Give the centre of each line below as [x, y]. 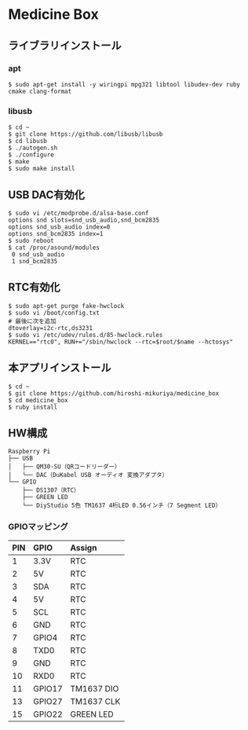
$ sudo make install [42, 169]
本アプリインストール [60, 368]
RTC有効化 [34, 287]
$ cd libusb [27, 141]
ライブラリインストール [65, 45]
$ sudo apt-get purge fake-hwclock [66, 306]
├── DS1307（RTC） [51, 490]
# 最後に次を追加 [32, 321]
